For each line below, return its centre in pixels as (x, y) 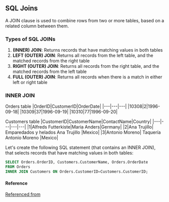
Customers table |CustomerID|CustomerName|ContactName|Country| (78, 122)
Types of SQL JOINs (30, 39)
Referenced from (23, 194)
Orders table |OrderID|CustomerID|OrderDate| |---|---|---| (66, 106)
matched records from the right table (51, 61)
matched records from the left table (50, 72)
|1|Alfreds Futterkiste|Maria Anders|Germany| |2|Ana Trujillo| (90, 127)
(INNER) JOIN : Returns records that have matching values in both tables (88, 50)
